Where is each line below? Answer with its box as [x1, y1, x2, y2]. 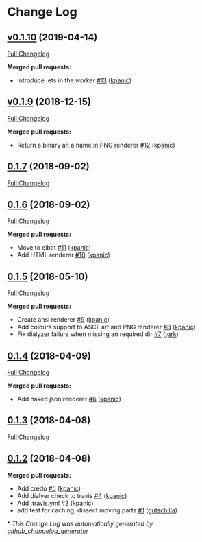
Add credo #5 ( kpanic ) [16, 484, 81, 493]
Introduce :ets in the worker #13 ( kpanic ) [16, 76, 132, 84]
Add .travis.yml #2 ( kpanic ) [16, 499, 94, 507]
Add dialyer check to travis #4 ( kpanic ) [16, 491, 127, 499]
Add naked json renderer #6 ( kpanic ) [16, 395, 122, 403]
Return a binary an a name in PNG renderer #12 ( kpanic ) [16, 141, 175, 149]
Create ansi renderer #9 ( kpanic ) [16, 316, 110, 324]
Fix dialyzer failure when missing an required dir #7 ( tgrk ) [16, 330, 179, 338]
